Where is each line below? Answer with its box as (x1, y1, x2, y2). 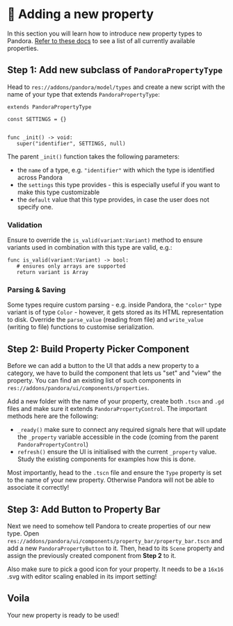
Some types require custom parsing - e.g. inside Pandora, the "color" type (7, 300, 223, 309)
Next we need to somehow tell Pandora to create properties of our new (7, 522, 211, 530)
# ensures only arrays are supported (16, 263, 127, 270)
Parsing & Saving (7, 284, 66, 294)
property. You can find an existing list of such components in (7, 376, 182, 385)
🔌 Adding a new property (7, 6, 154, 22)
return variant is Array (16, 269, 89, 276)
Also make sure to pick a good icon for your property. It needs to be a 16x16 (7, 565, 224, 573)
